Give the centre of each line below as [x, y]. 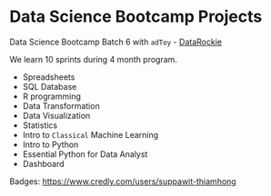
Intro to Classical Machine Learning [90, 134]
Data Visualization [56, 115]
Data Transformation [61, 105]
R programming [52, 96]
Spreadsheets [49, 77]
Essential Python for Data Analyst [85, 154]
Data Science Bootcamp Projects [136, 17]
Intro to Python [50, 144]
